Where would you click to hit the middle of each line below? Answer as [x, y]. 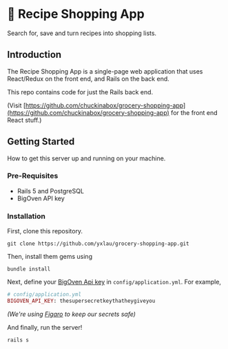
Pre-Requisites [33, 176]
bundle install [29, 269]
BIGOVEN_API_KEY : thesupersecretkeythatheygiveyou [81, 301]
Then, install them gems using [50, 257]
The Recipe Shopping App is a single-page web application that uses [105, 71]
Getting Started [41, 141]
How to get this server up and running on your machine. [86, 158]
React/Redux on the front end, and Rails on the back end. [89, 78]
